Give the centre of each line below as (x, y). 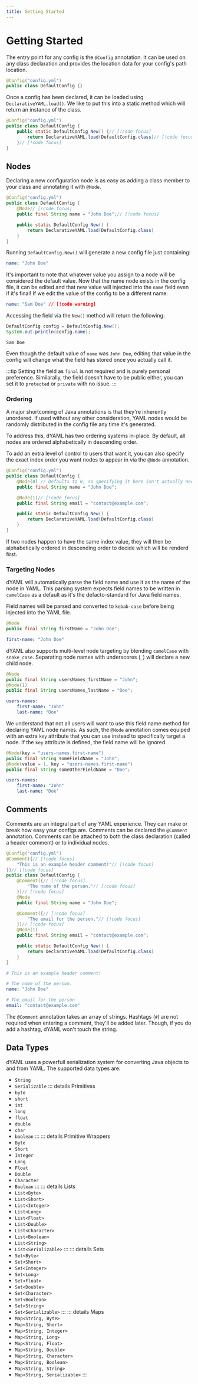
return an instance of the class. (44, 110)
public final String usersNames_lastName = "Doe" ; (70, 691)
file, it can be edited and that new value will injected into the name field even (98, 287)
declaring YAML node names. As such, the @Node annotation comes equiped (98, 729)
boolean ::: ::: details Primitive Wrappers (62, 1136)
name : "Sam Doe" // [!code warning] (51, 305)
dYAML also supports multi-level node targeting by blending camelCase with (98, 650)
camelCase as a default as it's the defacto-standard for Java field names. (94, 595)
